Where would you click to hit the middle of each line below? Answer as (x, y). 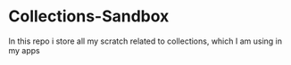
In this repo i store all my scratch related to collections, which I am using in (145, 41)
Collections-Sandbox (89, 16)
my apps (25, 50)
